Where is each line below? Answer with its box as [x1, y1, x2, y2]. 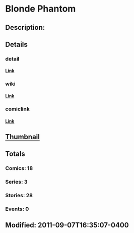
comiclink [5, 105, 30, 112]
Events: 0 [5, 205, 29, 212]
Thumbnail [5, 132, 40, 141]
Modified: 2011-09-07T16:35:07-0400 [5, 221, 129, 229]
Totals [5, 150, 25, 158]
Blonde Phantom [5, 3, 76, 15]
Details [5, 40, 28, 48]
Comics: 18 [5, 165, 33, 172]
